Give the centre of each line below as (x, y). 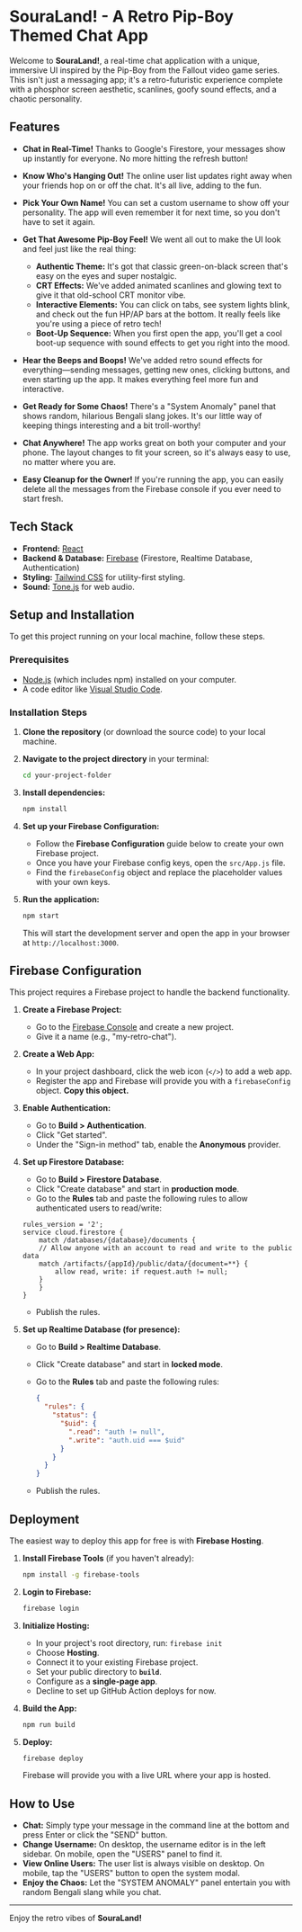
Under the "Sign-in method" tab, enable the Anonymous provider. (158, 1145)
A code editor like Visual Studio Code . (93, 689)
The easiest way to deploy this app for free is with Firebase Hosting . (137, 1541)
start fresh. (43, 498)
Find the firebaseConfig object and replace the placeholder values (159, 872)
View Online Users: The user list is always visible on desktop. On (143, 1864)
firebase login (51, 1608)
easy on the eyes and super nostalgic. (106, 275)
